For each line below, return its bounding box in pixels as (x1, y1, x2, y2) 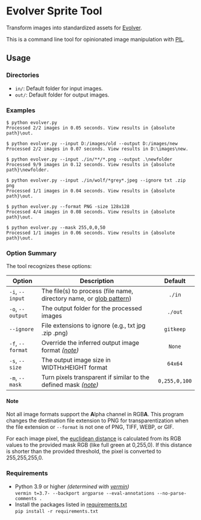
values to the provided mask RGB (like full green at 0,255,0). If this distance (6, 441, 193, 449)
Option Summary (6, 249, 57, 257)
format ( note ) (41, 346, 80, 354)
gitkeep (164, 326, 186, 333)
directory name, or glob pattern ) (41, 294, 132, 303)
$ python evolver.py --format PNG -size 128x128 (6, 203, 130, 209)
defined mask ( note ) (41, 381, 99, 389)
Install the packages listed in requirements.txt (14, 501, 127, 508)
